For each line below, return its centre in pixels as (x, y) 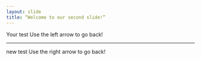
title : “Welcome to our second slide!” (56, 17)
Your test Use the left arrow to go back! (55, 34)
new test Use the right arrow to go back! (56, 51)
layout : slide (24, 12)
